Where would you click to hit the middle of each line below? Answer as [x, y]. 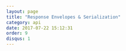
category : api [24, 22]
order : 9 [17, 33]
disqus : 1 [18, 39]
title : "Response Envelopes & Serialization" [63, 17]
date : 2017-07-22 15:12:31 [40, 28]
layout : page [22, 11]
